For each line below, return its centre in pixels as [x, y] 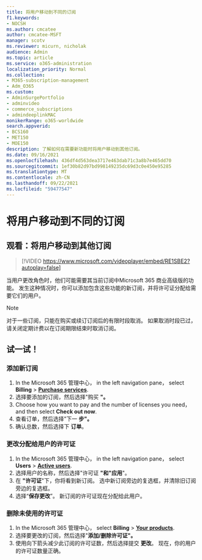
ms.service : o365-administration [49, 63]
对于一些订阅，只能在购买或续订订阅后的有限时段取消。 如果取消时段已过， [101, 321]
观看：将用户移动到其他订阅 [59, 246]
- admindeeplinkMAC [31, 115]
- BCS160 [17, 132]
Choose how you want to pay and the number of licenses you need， [103, 405]
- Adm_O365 [20, 87]
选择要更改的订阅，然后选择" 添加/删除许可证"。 [76, 535]
